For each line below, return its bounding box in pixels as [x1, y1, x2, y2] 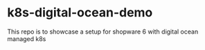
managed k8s [7, 34, 46, 42]
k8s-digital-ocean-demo [7, 5, 153, 21]
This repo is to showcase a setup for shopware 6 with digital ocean [7, 27, 199, 36]
